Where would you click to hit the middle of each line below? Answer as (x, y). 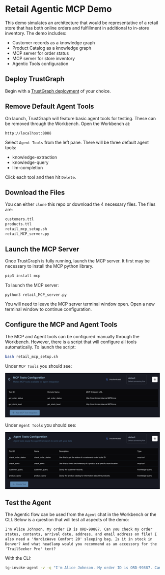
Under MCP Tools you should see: (39, 366)
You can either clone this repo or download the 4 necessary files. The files (80, 204)
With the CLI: (18, 558)
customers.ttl (20, 219)
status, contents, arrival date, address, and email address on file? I (81, 534)
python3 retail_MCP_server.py (36, 295)
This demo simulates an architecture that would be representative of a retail (82, 23)
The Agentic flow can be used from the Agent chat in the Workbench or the (81, 514)
